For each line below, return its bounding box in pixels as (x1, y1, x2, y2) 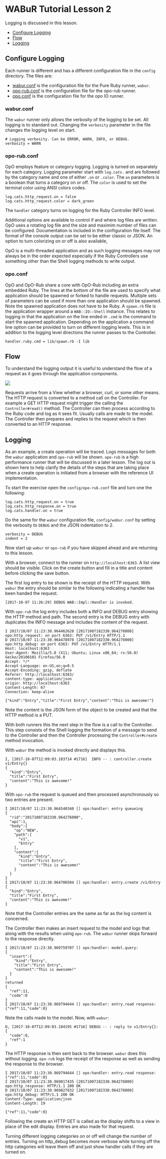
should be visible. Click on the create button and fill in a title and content (5, 565, 153, 571)
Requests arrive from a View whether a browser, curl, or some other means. (5, 390, 160, 396)
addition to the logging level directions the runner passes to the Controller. (5, 329, 157, 335)
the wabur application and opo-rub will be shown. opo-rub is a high (5, 454, 139, 460)
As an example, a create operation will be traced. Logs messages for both (5, 449, 156, 455)
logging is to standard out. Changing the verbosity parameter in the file (5, 122, 151, 128)
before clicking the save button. (5, 570, 70, 576)
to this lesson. (5, 550, 34, 556)
